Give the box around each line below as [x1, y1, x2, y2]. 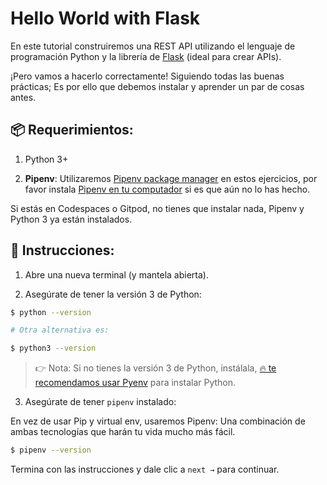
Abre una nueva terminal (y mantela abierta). [24, 268, 209, 281]
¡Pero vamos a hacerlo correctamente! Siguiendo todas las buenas [10, 70, 285, 82]
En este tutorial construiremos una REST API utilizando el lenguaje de [10, 40, 296, 52]
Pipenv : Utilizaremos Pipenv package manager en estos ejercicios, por [24, 172, 318, 184]
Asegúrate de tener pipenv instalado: [24, 396, 177, 408]
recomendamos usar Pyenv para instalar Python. [34, 377, 237, 389]
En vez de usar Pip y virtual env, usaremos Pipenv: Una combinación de [10, 415, 306, 427]
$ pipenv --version [10, 445, 92, 456]
